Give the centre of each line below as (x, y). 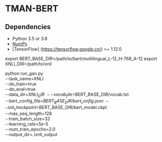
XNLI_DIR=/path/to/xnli (28, 64)
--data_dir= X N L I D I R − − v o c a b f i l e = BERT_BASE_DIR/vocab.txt (67, 95)
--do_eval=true (20, 89)
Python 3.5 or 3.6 (30, 38)
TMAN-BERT (32, 9)
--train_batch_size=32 (28, 119)
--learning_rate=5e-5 (27, 124)
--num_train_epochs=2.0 (30, 129)
